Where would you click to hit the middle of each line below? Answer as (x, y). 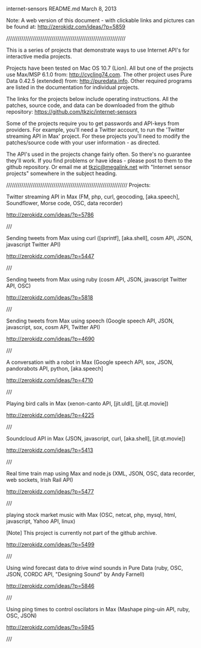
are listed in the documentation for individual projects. (73, 87)
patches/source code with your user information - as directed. (83, 143)
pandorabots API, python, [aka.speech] (55, 369)
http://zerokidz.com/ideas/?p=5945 (50, 627)
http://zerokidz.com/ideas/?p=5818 (50, 298)
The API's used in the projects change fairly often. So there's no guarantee (98, 154)
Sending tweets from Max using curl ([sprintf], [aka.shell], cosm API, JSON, (100, 238)
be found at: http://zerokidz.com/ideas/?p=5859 (66, 27)
